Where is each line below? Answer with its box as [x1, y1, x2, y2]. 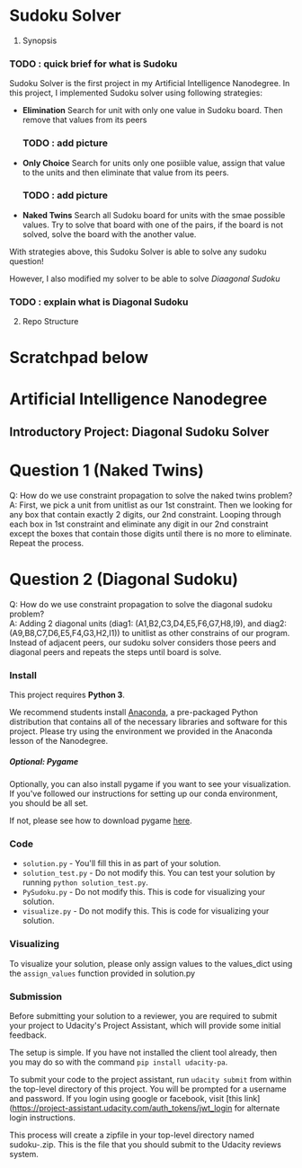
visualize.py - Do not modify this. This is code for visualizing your [22, 906, 270, 916]
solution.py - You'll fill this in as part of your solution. [22, 858, 222, 869]
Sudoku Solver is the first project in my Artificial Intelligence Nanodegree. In [9, 78, 290, 89]
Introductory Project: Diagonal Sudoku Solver [9, 424, 270, 439]
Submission [9, 990, 63, 1003]
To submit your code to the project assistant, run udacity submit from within [9, 1074, 292, 1084]
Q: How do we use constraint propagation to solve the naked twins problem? [9, 490, 293, 500]
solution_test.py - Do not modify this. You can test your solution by [22, 868, 276, 879]
